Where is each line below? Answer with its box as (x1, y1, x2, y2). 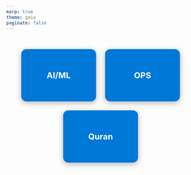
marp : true (6, 8, 34, 15)
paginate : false (6, 20, 47, 26)
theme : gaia (6, 14, 36, 20)
